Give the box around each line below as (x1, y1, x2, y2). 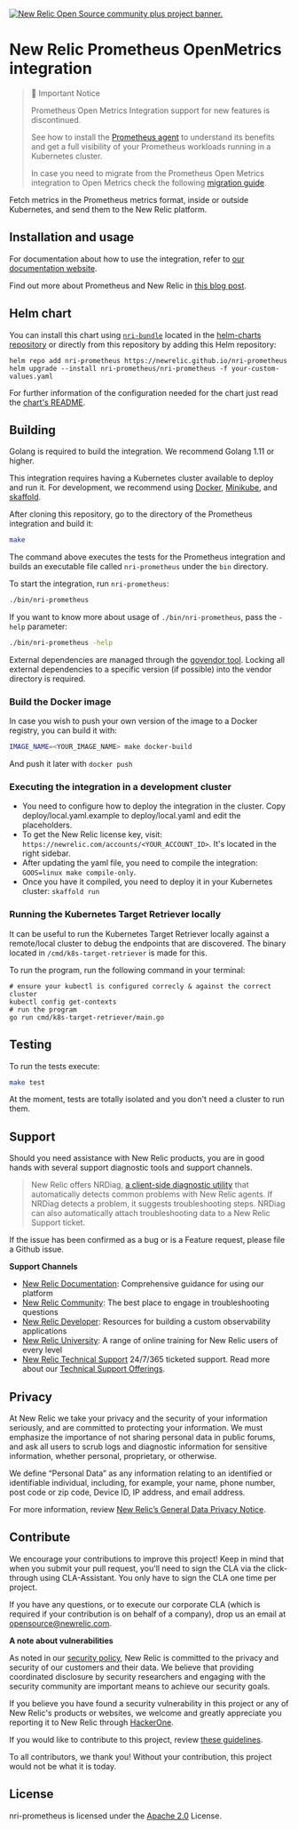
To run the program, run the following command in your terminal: (9, 964, 246, 975)
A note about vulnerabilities (9, 1635, 114, 1646)
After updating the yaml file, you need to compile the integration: (21, 858, 259, 868)
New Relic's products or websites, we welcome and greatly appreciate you (9, 1707, 282, 1718)
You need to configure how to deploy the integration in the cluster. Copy (21, 801, 286, 811)
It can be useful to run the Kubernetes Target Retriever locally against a (9, 928, 270, 939)
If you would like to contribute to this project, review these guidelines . (9, 1734, 263, 1745)
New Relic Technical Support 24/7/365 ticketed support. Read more (21, 1354, 271, 1365)
